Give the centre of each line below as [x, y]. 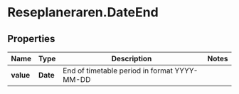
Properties [31, 39]
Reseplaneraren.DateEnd [83, 12]
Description [132, 59]
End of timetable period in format [118, 70]
